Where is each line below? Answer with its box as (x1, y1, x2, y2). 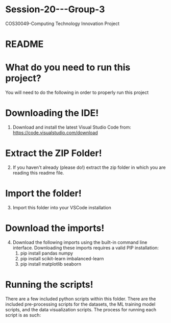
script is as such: (5, 312, 41, 318)
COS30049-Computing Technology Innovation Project (5, 20, 120, 27)
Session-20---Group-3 (5, 4, 105, 15)
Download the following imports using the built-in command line (12, 239, 148, 245)
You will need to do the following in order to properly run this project (5, 89, 149, 95)
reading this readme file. (12, 169, 64, 176)
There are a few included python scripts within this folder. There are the (5, 295, 156, 302)
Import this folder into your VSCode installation (12, 204, 111, 210)
